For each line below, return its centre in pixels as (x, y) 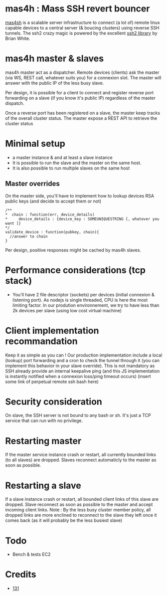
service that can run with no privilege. (44, 421)
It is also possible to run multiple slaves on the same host (71, 168)
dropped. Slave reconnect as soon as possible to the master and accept (79, 505)
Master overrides (32, 184)
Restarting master (43, 441)
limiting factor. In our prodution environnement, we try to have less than (86, 305)
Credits (21, 575)
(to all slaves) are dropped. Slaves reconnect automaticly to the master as (81, 460)
